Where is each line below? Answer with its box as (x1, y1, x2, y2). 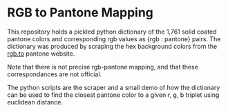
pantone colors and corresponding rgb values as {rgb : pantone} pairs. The (7, 34, 221, 43)
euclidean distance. (7, 98, 64, 106)
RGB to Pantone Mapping (7, 5, 154, 21)
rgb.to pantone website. (7, 49, 75, 58)
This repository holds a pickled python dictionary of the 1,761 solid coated (7, 27, 217, 36)
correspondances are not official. (7, 70, 102, 78)
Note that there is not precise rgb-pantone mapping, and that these (7, 63, 199, 71)
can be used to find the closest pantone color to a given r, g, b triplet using (7, 91, 220, 99)
